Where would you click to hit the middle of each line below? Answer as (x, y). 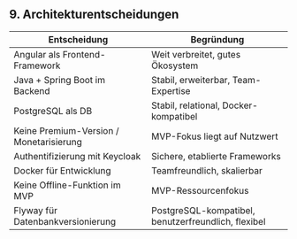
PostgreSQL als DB (53, 111)
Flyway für (35, 210)
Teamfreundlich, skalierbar (207, 170)
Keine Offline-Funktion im (67, 185)
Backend (32, 90)
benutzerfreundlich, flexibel (209, 221)
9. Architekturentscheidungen (94, 15)
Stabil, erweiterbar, (191, 80)
